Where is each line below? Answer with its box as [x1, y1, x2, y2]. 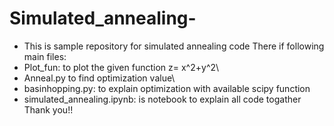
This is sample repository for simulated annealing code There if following [23, 40, 325, 52]
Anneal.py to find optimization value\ [23, 72, 176, 84]
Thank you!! [23, 103, 74, 116]
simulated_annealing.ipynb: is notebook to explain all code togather [23, 93, 302, 105]
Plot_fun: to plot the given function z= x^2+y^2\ [23, 61, 220, 73]
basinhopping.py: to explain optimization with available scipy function [23, 82, 311, 94]
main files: [23, 50, 67, 62]
